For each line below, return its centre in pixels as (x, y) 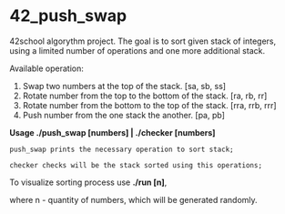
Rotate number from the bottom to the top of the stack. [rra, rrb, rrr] (149, 105)
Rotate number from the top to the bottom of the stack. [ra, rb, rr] (145, 96)
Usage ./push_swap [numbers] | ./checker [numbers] (112, 132)
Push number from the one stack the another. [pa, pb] (124, 115)
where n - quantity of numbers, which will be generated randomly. (133, 199)
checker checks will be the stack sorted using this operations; (136, 165)
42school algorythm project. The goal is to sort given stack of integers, (143, 41)
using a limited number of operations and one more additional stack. (137, 50)
